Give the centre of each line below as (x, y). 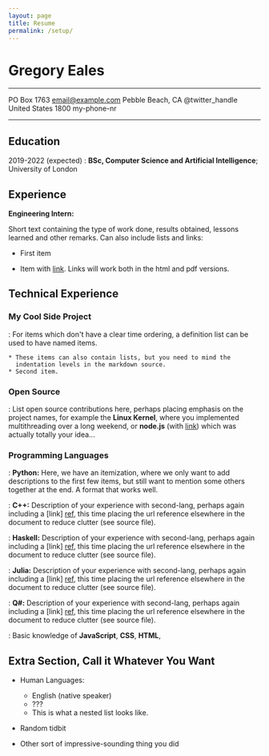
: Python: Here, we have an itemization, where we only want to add (119, 473)
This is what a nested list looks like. (90, 713)
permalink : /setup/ (41, 30)
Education (34, 141)
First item (35, 253)
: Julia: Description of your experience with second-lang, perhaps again (127, 571)
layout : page (30, 16)
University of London (43, 169)
